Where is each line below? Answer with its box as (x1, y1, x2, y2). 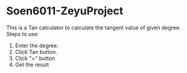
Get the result (14, 61, 49, 68)
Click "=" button (14, 54, 55, 62)
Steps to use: (6, 30, 39, 37)
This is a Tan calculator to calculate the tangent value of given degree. (6, 24, 181, 31)
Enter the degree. (14, 42, 59, 49)
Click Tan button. (14, 48, 58, 55)
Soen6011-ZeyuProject (6, 4, 124, 18)
